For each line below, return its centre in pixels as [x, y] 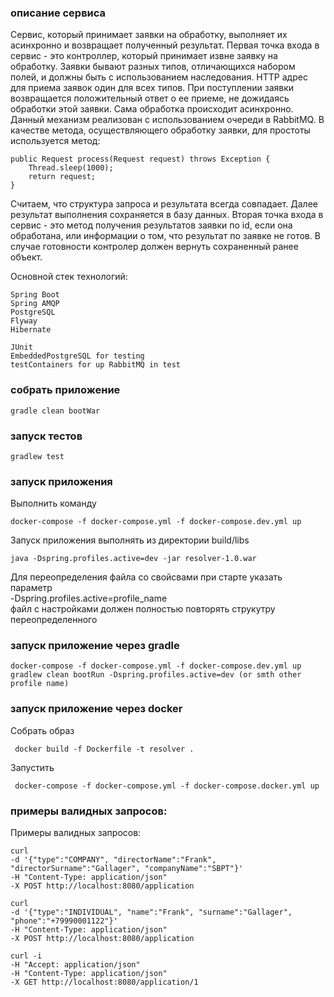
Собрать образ [42, 730]
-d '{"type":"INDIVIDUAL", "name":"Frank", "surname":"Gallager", [151, 912]
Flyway [24, 321]
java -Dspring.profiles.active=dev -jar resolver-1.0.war [133, 559]
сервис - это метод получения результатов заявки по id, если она [151, 225]
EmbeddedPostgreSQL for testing [77, 356]
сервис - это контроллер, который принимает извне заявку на [144, 56]
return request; [62, 177]
